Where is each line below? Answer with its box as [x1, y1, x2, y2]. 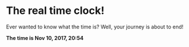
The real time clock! [6, 4, 104, 17]
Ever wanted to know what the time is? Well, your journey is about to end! [6, 23, 184, 30]
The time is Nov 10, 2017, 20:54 [6, 34, 84, 41]
